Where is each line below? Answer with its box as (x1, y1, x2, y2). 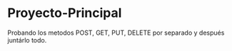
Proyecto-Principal (7, 5, 122, 21)
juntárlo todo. (7, 35, 47, 44)
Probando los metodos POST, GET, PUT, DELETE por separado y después (7, 28, 225, 37)
